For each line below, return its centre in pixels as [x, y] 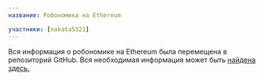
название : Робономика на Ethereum [65, 15]
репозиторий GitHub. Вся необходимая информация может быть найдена [132, 60]
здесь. [19, 68]
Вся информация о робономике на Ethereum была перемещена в [118, 51]
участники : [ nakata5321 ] [49, 29]
